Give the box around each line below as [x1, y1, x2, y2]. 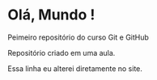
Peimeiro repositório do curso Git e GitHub [7, 32, 149, 42]
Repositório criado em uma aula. [7, 48, 116, 57]
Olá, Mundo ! [7, 6, 95, 24]
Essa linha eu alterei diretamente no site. [7, 63, 143, 74]
